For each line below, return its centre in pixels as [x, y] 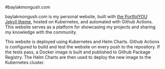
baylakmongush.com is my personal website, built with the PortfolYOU [76, 16]
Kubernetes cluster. [25, 62]
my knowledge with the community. [41, 32]
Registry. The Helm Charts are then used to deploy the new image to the [78, 57]
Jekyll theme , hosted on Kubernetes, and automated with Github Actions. [79, 22]
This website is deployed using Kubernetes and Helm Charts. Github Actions [82, 42]
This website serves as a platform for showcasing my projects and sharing [80, 27]
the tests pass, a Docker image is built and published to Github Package [78, 52]
